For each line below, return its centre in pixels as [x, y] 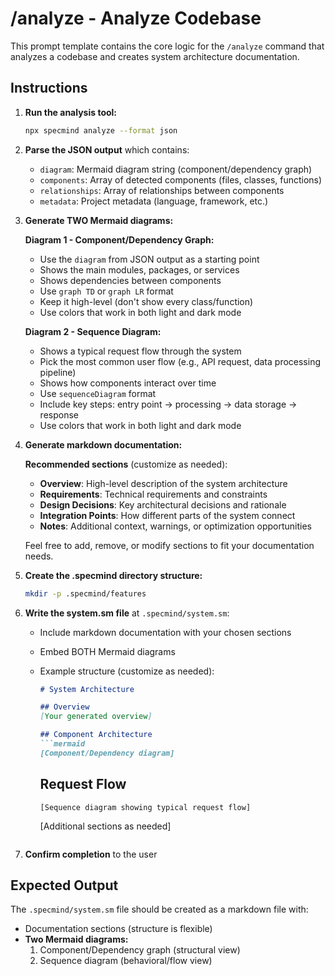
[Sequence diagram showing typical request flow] [145, 807]
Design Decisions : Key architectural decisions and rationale [163, 504]
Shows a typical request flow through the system [140, 351]
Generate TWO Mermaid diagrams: [99, 220]
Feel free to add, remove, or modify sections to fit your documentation [169, 545]
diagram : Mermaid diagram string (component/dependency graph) [176, 169]
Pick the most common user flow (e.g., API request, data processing [180, 361]
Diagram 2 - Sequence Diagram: [93, 331]
